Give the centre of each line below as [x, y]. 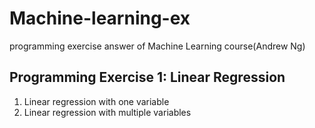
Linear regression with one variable [96, 101]
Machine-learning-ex [100, 18]
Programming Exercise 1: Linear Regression [147, 77]
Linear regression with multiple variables [107, 112]
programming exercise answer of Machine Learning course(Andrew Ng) [157, 46]
